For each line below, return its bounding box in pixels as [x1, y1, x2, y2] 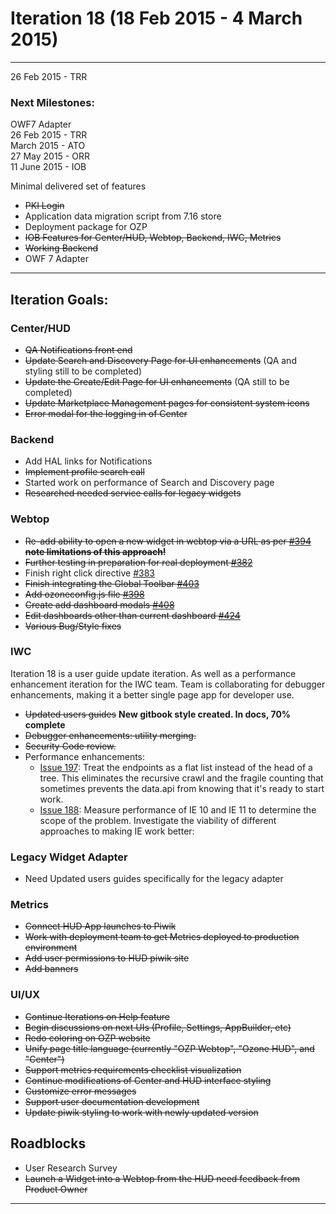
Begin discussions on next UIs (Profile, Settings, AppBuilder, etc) [24, 1021, 292, 1033]
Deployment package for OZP [24, 221, 148, 233]
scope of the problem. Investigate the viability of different [39, 814, 277, 826]
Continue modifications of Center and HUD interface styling [24, 1074, 272, 1086]
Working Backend [24, 242, 99, 254]
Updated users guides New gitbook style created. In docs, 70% [24, 708, 292, 720]
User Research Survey [24, 1162, 118, 1174]
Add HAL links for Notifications [24, 455, 153, 467]
